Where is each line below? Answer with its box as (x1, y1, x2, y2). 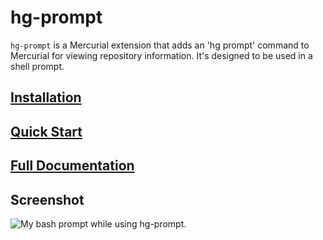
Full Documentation (10, 157, 135, 175)
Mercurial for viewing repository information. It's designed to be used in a (10, 49, 313, 61)
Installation (10, 89, 82, 106)
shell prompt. (10, 60, 65, 72)
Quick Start (10, 123, 83, 140)
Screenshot (10, 191, 85, 208)
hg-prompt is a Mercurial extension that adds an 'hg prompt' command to (10, 39, 310, 51)
